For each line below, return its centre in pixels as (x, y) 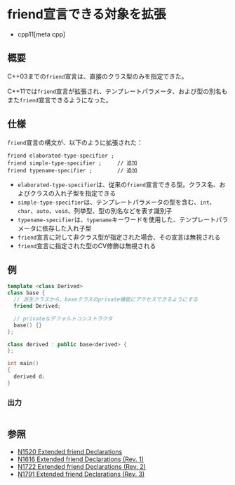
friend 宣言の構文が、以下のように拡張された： (75, 142)
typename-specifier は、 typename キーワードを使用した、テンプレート (116, 219)
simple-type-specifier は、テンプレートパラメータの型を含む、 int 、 (116, 202)
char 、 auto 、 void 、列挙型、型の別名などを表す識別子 (95, 210)
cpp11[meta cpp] (41, 34)
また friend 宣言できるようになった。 (60, 100)
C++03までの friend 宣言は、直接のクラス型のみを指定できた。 (98, 76)
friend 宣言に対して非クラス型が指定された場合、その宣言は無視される (119, 237)
